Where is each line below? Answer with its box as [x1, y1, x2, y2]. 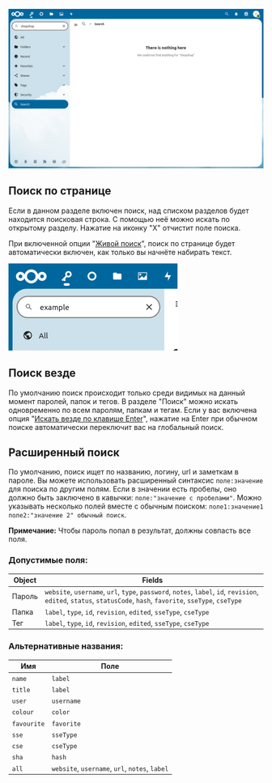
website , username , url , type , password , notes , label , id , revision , [45, 587, 259, 597]
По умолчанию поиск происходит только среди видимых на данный [8, 388, 245, 398]
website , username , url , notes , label [51, 763, 169, 773]
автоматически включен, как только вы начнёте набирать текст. [8, 247, 232, 257]
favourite [11, 720, 45, 728]
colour [11, 709, 34, 717]
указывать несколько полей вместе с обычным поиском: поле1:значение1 [8, 501, 264, 511]
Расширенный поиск [8, 446, 120, 460]
